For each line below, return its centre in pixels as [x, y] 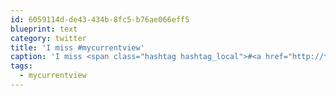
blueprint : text [44, 29]
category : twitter [48, 38]
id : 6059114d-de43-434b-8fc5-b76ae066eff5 [100, 19]
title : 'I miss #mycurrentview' [77, 47]
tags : [21, 66]
